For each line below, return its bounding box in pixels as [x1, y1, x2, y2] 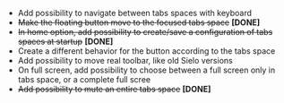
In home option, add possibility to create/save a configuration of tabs [17, 27, 273, 37]
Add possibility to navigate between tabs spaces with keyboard [17, 8, 253, 18]
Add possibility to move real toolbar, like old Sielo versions [17, 56, 233, 65]
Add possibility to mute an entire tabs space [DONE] [17, 84, 211, 94]
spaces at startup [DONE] [17, 36, 114, 47]
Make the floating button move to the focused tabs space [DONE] [17, 17, 261, 28]
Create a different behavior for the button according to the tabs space [17, 46, 276, 56]
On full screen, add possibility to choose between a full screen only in [17, 64, 276, 75]
